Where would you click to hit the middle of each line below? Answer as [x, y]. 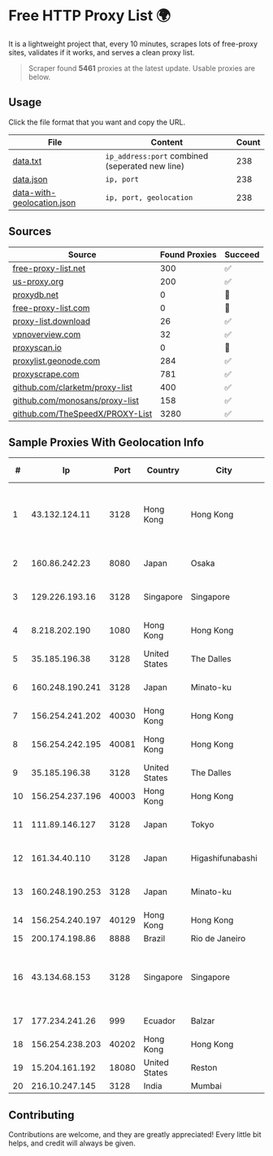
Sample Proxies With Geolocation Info [106, 442]
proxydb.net [36, 294]
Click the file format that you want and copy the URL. [97, 122]
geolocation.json [44, 203]
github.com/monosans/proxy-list [76, 400]
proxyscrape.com [46, 373]
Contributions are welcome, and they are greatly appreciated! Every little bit [135, 1135]
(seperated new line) [145, 166]
